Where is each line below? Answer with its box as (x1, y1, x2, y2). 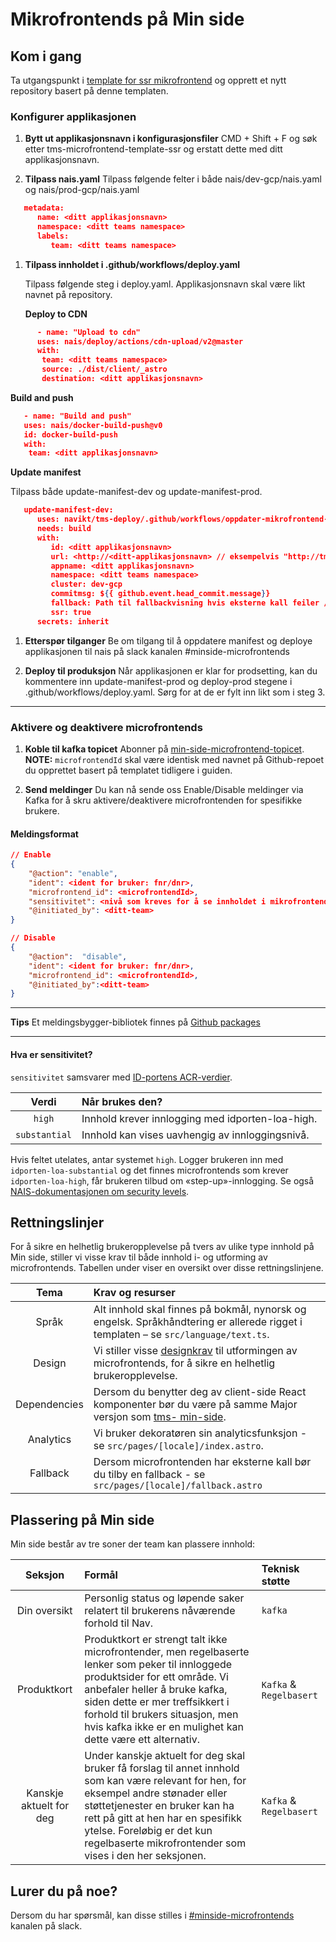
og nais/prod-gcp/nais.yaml (24, 184, 140, 196)
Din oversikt (16, 1604, 73, 1618)
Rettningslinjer (10, 1214, 105, 1231)
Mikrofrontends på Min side (10, 8, 245, 31)
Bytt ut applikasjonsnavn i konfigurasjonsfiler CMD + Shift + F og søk (24, 133, 318, 145)
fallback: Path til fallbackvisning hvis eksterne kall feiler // (50, 598, 333, 608)
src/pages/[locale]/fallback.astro (93, 1480, 263, 1492)
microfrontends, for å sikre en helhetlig (93, 1356, 276, 1370)
